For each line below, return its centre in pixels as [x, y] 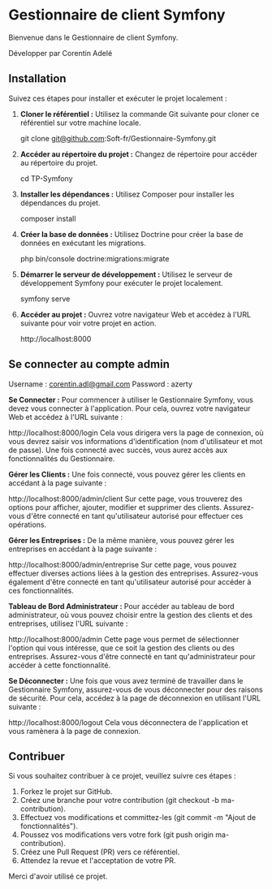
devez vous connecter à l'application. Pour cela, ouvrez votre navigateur [130, 408]
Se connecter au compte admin [89, 364]
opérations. [28, 524]
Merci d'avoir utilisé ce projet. [58, 876]
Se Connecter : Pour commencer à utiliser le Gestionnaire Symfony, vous [131, 399]
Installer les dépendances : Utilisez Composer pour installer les [127, 194]
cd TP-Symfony [46, 178]
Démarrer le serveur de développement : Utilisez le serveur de [126, 274]
